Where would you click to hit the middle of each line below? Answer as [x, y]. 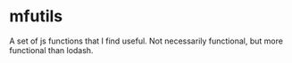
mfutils [36, 16]
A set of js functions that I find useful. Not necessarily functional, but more [146, 41]
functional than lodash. [51, 50]
